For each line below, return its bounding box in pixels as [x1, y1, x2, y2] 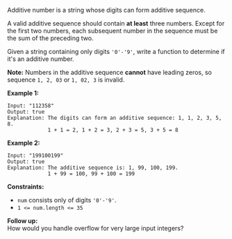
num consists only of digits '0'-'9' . [17, 196, 117, 204]
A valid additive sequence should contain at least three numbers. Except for [7, 19, 225, 27]
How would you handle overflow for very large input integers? [7, 224, 184, 232]
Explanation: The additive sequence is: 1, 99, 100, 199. [7, 164, 179, 171]
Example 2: [7, 139, 40, 147]
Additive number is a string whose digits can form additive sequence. [7, 6, 206, 14]
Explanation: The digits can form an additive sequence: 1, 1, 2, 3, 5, [7, 114, 222, 121]
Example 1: [7, 89, 40, 97]
